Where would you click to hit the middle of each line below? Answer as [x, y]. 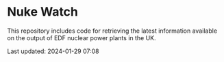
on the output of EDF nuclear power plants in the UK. [82, 37]
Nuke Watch [43, 12]
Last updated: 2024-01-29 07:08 [53, 51]
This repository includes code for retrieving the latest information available [112, 31]
